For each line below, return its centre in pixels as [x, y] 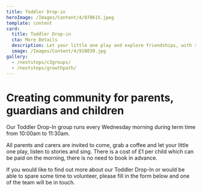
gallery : [17, 57]
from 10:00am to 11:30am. [38, 134]
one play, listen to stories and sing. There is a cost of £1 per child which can [100, 152]
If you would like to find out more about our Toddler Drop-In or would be [96, 170]
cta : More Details [35, 40]
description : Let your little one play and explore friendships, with [102, 46]
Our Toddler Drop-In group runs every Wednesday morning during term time [101, 127]
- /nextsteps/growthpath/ [44, 68]
